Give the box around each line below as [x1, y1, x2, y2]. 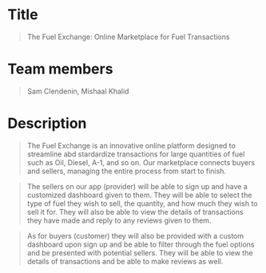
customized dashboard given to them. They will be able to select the [26, 190, 252, 200]
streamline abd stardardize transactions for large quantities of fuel [26, 149, 245, 159]
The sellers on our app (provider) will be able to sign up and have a [26, 181, 248, 191]
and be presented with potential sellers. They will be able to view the [26, 247, 253, 257]
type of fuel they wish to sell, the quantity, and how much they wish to [26, 198, 258, 208]
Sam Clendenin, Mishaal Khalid [26, 86, 129, 96]
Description [7, 114, 87, 133]
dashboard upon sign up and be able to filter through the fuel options [26, 239, 255, 249]
